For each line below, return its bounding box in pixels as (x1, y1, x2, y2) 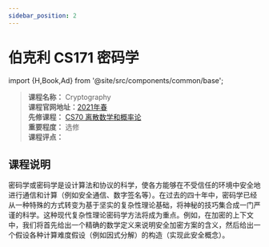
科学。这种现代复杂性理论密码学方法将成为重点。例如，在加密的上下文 (22, 210, 254, 220)
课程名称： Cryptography (27, 92, 111, 102)
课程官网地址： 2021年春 (27, 102, 108, 112)
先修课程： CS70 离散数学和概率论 (27, 112, 142, 122)
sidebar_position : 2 (8, 11, 78, 20)
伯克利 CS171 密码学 (8, 49, 139, 66)
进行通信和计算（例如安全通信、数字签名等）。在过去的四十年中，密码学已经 (8, 190, 258, 200)
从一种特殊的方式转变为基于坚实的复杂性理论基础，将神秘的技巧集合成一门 (8, 201, 254, 210)
